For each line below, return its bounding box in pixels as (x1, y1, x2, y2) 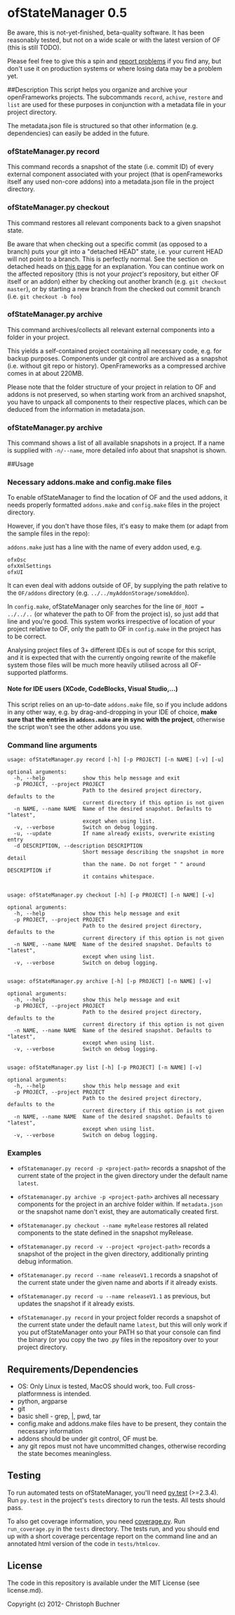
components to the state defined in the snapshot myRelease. (17, 1229, 194, 1237)
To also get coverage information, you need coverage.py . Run (7, 1516, 186, 1525)
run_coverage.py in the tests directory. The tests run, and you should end (7, 1524, 220, 1533)
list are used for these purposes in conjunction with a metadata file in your (7, 100, 227, 108)
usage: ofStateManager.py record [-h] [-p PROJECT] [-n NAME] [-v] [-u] (7, 756, 224, 763)
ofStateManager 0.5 (7, 5, 128, 21)
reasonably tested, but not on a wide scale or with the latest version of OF (7, 35, 221, 44)
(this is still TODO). (7, 43, 62, 51)
